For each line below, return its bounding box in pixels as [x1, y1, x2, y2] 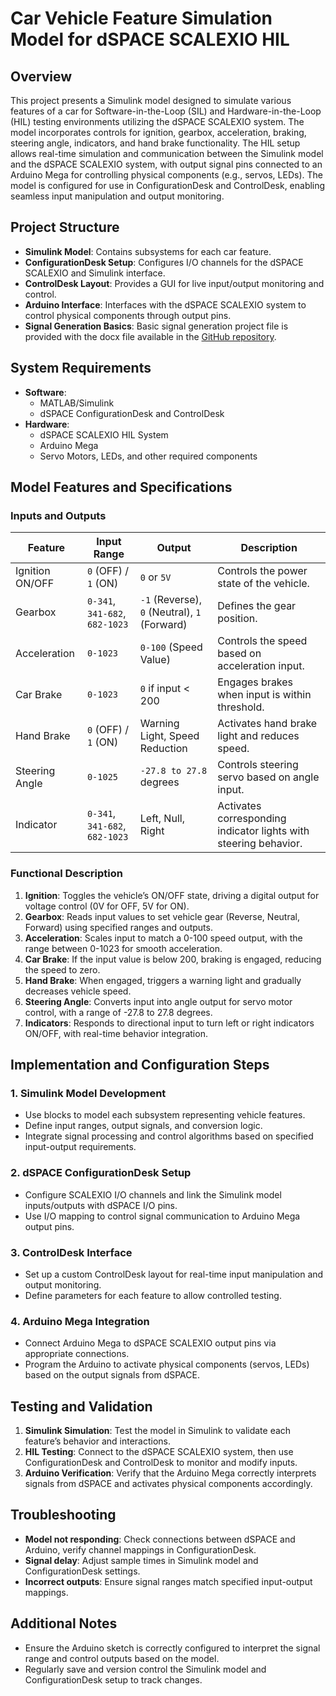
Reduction [139, 742, 188, 756]
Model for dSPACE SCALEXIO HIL [10, 28, 290, 51]
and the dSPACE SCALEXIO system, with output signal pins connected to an [10, 158, 323, 170]
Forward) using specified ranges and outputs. [24, 921, 213, 933]
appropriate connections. [24, 1348, 130, 1360]
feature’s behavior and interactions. [24, 1435, 171, 1447]
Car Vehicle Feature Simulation [10, 7, 273, 30]
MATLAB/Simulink [39, 397, 115, 409]
